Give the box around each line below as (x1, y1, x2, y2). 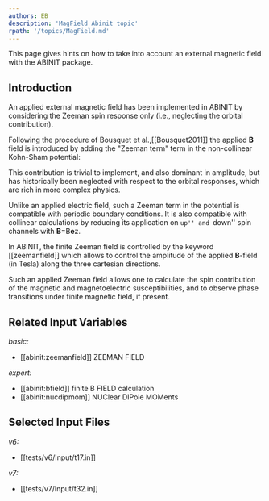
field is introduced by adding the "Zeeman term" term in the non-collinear (8, 144, 253, 153)
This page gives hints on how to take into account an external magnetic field (8, 49, 262, 59)
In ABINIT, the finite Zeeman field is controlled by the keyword (8, 242, 214, 252)
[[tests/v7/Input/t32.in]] (19, 483, 98, 493)
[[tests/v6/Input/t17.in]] (19, 453, 97, 462)
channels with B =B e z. (8, 227, 81, 236)
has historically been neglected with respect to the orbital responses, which (8, 177, 260, 186)
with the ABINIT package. (8, 57, 93, 67)
